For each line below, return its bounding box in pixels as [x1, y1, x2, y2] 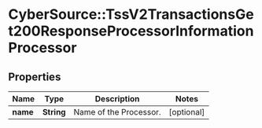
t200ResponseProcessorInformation [8, 22, 254, 40]
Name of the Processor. [73, 107, 161, 117]
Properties [8, 70, 61, 83]
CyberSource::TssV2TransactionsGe [8, 5, 254, 24]
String [42, 107, 66, 117]
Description [94, 93, 140, 104]
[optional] [168, 107, 205, 117]
